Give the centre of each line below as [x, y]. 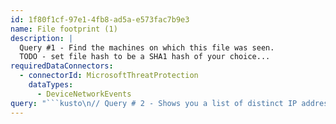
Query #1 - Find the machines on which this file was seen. [147, 47]
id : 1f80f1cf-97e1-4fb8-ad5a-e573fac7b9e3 [100, 19]
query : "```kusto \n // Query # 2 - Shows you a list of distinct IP [154, 103]
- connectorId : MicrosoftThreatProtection [109, 76]
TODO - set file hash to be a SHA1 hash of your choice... [145, 57]
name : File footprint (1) [64, 29]
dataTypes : [51, 85]
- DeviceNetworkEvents [84, 94]
